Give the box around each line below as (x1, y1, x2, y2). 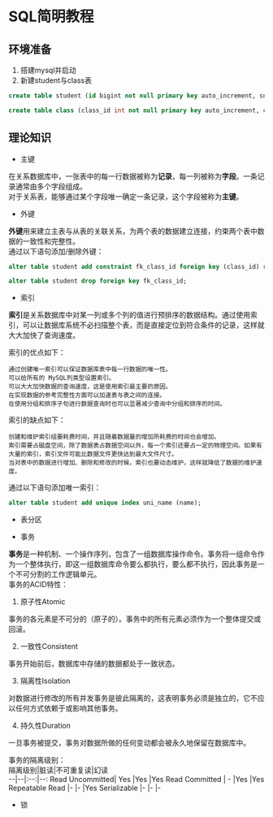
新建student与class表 (19, 76, 92, 85)
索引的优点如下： (8, 348, 66, 357)
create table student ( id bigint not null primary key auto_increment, (8, 92, 256, 100)
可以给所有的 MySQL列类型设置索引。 (8, 374, 115, 383)
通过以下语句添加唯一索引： (8, 482, 102, 492)
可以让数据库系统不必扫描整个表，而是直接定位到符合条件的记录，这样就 (22, 320, 265, 330)
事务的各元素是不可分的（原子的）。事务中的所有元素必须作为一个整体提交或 (8, 614, 262, 624)
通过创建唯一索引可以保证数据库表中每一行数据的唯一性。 (8, 365, 172, 374)
